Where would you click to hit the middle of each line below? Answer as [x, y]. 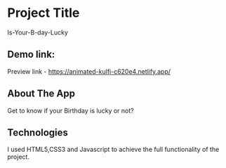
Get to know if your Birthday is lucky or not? [71, 110]
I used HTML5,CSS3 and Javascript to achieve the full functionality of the [113, 150]
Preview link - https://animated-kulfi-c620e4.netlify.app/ [89, 71]
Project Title [44, 13]
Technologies [38, 133]
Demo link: [31, 54]
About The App [41, 94]
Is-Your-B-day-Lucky [38, 32]
